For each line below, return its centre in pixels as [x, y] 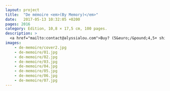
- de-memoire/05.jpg [36, 71]
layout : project [22, 10]
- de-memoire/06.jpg [36, 76]
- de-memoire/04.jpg [36, 66]
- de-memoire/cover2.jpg [40, 48]
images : [13, 43]
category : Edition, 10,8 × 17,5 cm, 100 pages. [56, 29]
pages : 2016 [18, 24]
